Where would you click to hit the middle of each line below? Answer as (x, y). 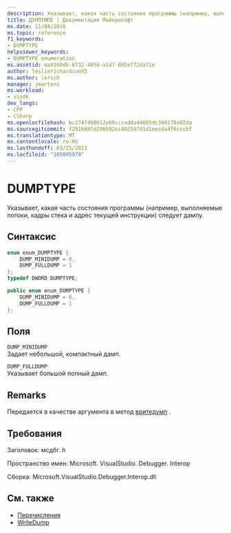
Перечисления (38, 515)
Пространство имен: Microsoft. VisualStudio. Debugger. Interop (99, 463)
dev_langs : (23, 103)
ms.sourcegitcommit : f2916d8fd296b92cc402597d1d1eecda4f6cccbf (100, 129)
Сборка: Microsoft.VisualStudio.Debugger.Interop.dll (82, 476)
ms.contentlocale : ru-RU (43, 142)
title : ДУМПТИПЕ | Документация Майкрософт (70, 20)
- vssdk (18, 97)
